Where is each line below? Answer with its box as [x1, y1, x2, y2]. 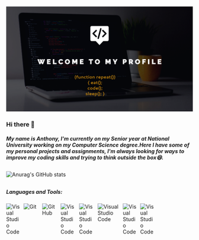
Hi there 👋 [6, 121, 36, 129]
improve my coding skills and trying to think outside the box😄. [6, 154, 164, 161]
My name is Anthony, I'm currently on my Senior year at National [6, 135, 170, 142]
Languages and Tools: [6, 188, 63, 195]
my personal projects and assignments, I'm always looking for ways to [6, 148, 185, 155]
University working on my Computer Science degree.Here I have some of [6, 141, 190, 148]
